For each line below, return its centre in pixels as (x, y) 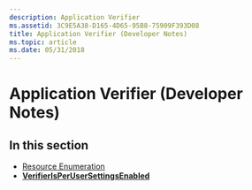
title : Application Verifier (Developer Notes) (99, 34)
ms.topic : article (43, 42)
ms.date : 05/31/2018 (47, 50)
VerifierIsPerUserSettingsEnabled (86, 176)
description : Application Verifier (75, 17)
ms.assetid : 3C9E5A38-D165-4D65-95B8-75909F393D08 (104, 26)
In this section (49, 145)
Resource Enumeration (64, 167)
